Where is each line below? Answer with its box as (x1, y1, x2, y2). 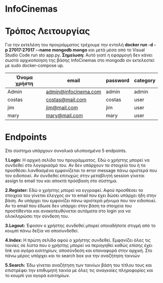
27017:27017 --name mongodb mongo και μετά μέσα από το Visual (9, 47, 145, 53)
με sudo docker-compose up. (5, 62, 64, 69)
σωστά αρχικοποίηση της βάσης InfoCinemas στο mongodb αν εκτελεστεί (5, 57, 155, 63)
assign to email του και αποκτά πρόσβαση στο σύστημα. (5, 178, 118, 184)
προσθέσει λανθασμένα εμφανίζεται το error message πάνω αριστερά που (5, 168, 158, 173)
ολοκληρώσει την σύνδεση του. (5, 213, 69, 219)
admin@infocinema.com (46, 89, 101, 95)
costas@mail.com (46, 96, 87, 103)
